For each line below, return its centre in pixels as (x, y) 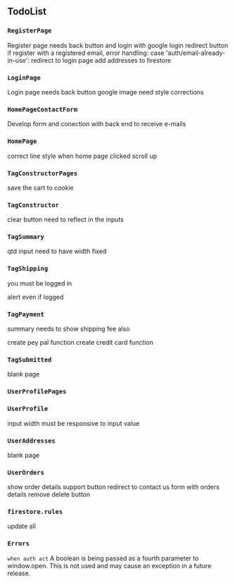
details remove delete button (49, 495)
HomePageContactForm (43, 109)
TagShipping (28, 269)
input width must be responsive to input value (74, 423)
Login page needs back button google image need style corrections (106, 92)
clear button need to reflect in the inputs (66, 220)
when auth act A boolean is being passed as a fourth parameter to (103, 558)
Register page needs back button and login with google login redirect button (118, 45)
